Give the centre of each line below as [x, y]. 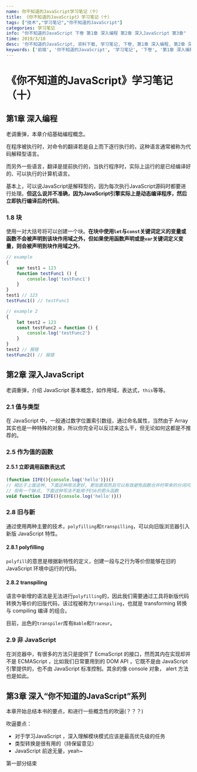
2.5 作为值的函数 [30, 451]
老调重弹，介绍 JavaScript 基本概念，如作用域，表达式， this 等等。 [87, 390]
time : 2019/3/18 [26, 39]
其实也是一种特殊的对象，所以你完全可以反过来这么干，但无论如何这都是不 [96, 428]
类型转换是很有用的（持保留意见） [56, 744]
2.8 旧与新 [21, 513]
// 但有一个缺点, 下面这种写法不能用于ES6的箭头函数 [62, 491]
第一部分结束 [21, 763]
